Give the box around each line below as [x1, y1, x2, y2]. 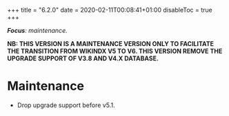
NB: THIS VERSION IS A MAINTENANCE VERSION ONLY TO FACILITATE [7, 40, 215, 47]
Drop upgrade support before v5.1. [17, 101, 115, 109]
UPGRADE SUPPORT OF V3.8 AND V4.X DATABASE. [7, 54, 159, 62]
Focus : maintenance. [7, 27, 68, 34]
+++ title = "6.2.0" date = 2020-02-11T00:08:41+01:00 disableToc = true [7, 6, 212, 14]
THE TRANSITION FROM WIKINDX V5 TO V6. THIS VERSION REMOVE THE [7, 47, 223, 55]
